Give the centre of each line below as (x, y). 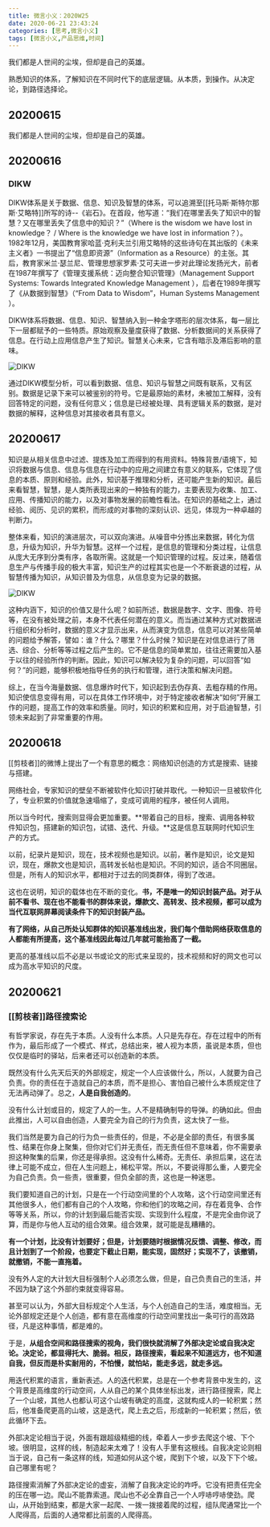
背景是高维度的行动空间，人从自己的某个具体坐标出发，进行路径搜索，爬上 (138, 1390)
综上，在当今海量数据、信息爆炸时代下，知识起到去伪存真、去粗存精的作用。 (135, 687)
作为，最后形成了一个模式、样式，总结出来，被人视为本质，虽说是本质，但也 (135, 1045)
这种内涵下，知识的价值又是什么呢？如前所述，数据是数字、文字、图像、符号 (135, 610)
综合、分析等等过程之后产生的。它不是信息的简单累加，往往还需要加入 (138, 650)
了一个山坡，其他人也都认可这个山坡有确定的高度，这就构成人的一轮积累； (131, 1401)
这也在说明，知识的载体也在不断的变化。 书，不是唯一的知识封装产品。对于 (131, 892)
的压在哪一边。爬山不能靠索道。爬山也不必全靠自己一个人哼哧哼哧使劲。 (128, 1495)
